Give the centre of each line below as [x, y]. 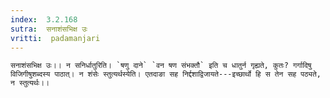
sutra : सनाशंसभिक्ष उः [49, 29]
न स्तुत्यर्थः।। [30, 83]
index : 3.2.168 [44, 19]
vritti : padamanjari [55, 38]
